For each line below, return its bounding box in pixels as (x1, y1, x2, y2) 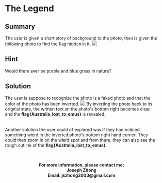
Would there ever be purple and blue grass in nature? (5, 68, 112, 73)
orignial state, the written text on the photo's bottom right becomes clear (5, 106, 150, 112)
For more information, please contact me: (38, 162, 125, 168)
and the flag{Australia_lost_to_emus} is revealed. (5, 111, 106, 117)
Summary (5, 22, 35, 31)
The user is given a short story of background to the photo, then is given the (5, 35, 158, 41)
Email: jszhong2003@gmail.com (48, 172, 115, 178)
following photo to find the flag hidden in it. (5, 41, 91, 47)
